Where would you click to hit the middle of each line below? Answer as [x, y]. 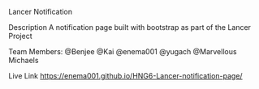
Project [20, 36]
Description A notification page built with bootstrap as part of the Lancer [130, 27]
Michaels [24, 60]
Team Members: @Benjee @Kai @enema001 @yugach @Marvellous [123, 51]
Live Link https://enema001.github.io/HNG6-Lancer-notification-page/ [125, 76]
